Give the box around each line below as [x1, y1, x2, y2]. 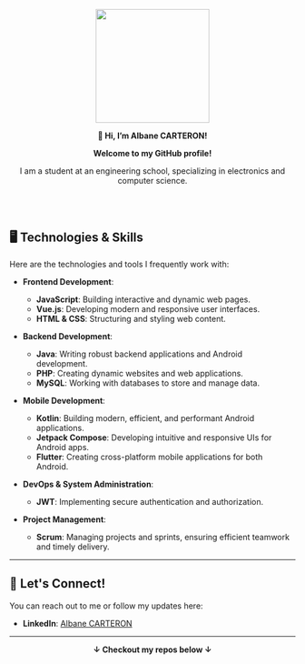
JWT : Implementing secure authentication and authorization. [35, 496, 264, 507]
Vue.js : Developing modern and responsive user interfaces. [35, 303, 261, 314]
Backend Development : [22, 330, 113, 341]
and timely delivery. [35, 541, 110, 552]
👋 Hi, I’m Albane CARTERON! [97, 130, 208, 141]
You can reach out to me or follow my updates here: [9, 600, 203, 611]
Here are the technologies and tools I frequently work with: [9, 258, 230, 269]
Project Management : [22, 514, 106, 525]
